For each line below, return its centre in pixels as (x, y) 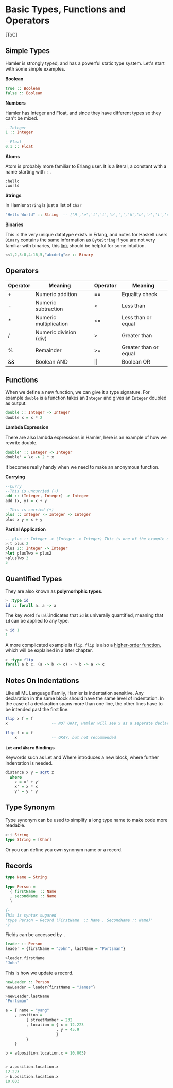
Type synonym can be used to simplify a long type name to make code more (86, 820)
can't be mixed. (22, 118)
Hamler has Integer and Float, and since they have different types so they (83, 113)
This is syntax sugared (31, 915)
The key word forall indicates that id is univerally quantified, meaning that (84, 615)
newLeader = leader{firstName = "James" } (50, 987)
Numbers (15, 103)
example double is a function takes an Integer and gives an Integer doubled (86, 398)
